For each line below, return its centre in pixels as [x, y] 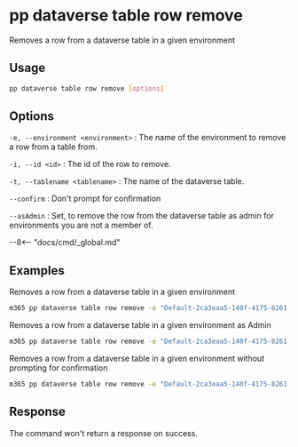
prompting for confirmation [59, 368]
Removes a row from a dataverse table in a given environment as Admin [141, 325]
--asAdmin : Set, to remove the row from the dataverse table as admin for [142, 216]
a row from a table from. [53, 147]
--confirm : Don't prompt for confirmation [85, 199]
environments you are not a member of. [81, 225]
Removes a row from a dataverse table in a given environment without [137, 358]
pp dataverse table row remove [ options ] [87, 88]
